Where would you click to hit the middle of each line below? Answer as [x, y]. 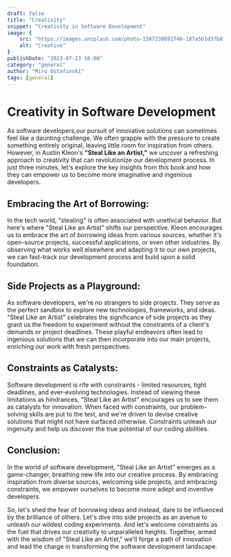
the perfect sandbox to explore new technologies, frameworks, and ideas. [112, 310]
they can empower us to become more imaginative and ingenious [100, 175]
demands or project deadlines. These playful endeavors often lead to [105, 332]
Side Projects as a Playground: [74, 286]
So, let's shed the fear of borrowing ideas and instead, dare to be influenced [115, 509]
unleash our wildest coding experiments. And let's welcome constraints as [112, 524]
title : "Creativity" [37, 20]
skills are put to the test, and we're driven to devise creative [113, 414]
